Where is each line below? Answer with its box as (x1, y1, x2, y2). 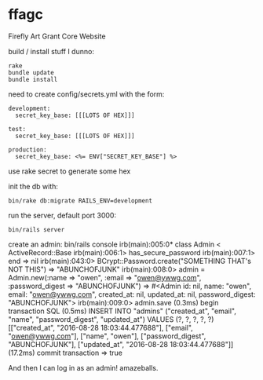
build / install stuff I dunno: (8, 46, 94, 56)
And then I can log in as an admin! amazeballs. (8, 363, 159, 372)
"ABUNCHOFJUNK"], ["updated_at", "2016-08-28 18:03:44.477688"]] (8, 339, 234, 349)
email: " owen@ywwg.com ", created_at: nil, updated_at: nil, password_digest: (8, 289, 256, 299)
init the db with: (8, 181, 59, 191)
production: (8, 145, 47, 154)
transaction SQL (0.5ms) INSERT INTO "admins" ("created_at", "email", (8, 306, 237, 316)
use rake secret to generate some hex (8, 166, 131, 176)
